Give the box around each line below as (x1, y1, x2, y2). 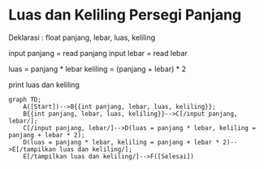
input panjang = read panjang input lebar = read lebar (8, 48, 188, 58)
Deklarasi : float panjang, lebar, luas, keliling (8, 32, 156, 42)
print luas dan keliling (8, 80, 80, 89)
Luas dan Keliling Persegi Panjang (8, 6, 242, 24)
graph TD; (8, 95, 42, 103)
